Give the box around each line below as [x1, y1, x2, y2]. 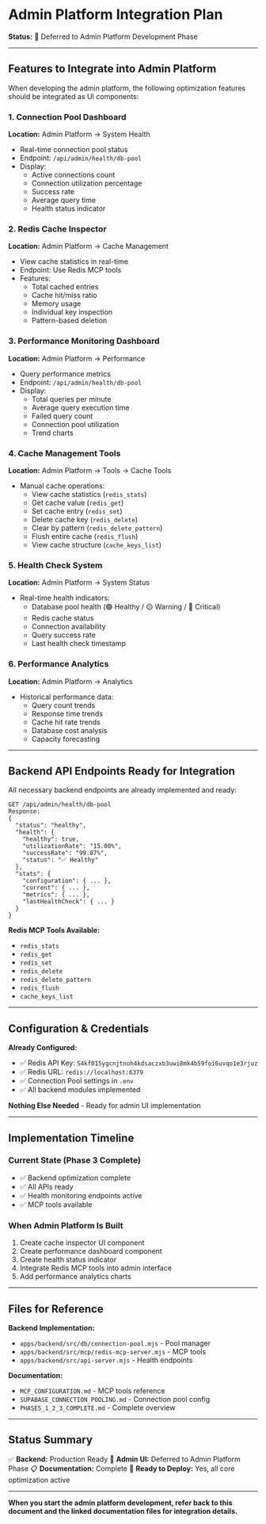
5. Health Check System [8, 560, 103, 571]
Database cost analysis [31, 725, 108, 735]
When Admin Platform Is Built [8, 1220, 124, 1231]
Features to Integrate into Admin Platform [8, 62, 217, 76]
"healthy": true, [22, 835, 80, 843]
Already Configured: [8, 1043, 78, 1052]
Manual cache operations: [19, 481, 105, 491]
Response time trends [31, 709, 104, 718]
